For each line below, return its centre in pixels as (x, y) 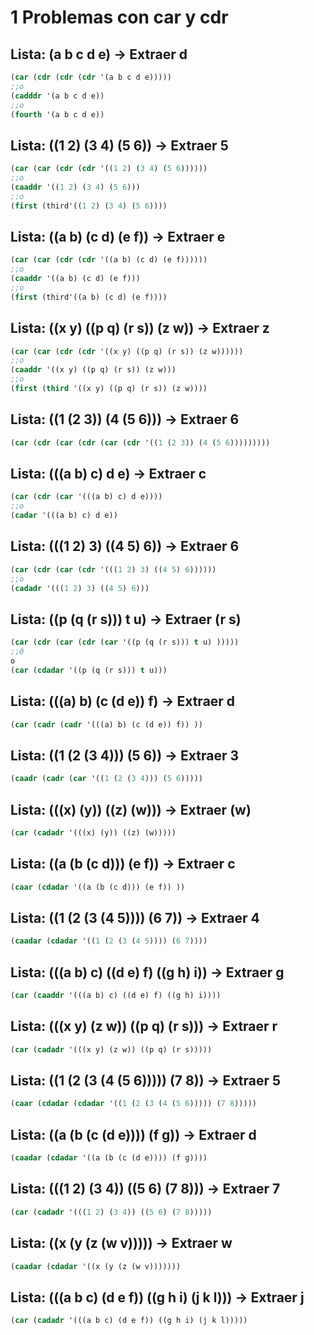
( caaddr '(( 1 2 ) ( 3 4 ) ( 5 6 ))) (75, 187)
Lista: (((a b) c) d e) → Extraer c (108, 474)
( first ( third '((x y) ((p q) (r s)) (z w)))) (109, 389)
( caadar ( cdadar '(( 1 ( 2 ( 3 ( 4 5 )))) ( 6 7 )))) (109, 941)
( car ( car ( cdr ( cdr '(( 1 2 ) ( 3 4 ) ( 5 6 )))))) (109, 169)
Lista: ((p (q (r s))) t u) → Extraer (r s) (126, 619)
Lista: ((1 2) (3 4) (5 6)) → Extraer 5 (119, 145)
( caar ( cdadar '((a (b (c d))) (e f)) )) (98, 887)
